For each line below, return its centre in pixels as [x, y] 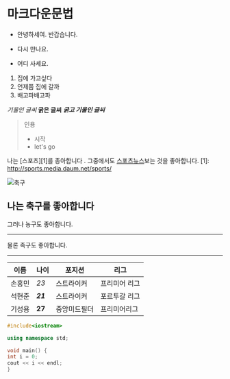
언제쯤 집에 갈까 [38, 86]
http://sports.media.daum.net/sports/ [59, 168]
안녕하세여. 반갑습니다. [47, 34]
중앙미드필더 [75, 309]
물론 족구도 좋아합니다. [37, 245]
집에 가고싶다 [35, 78]
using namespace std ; [38, 338]
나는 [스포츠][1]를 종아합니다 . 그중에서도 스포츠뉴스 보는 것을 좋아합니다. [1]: [108, 160]
